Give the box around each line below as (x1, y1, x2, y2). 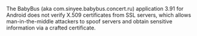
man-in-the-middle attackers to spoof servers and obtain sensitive (6, 18, 173, 25)
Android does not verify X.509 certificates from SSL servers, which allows (6, 11, 192, 19)
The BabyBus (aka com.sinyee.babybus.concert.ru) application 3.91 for (6, 5, 184, 12)
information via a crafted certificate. (6, 24, 96, 31)
